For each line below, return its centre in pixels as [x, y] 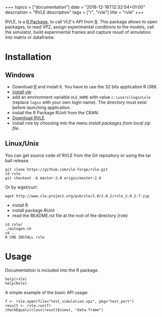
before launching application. [41, 107]
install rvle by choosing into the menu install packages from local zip [81, 123]
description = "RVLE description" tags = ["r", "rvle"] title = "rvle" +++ [74, 12]
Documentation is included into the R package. [52, 270]
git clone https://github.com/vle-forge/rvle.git [57, 169]
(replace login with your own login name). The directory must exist [80, 102]
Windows [20, 75]
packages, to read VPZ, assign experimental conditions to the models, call [80, 27]
